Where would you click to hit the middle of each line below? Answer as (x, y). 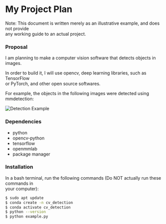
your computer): (22, 189)
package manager (31, 154)
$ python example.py (27, 217)
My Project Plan (39, 9)
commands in (19, 183)
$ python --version (26, 212)
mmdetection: (20, 99)
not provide (17, 28)
